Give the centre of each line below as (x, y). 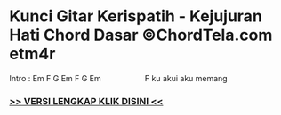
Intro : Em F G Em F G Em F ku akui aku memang (119, 78)
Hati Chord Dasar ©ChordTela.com (141, 35)
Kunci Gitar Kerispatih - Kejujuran (136, 16)
